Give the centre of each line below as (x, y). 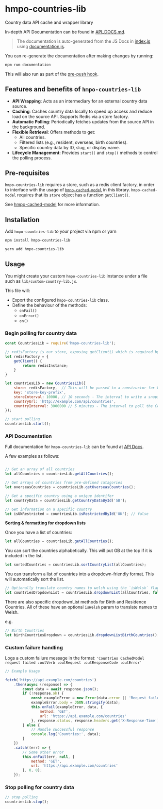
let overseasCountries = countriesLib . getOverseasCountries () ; (70, 487)
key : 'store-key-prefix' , (40, 392)
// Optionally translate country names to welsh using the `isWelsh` (77, 588)
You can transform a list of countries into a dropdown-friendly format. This (80, 574)
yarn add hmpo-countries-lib (34, 249)
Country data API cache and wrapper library (49, 22)
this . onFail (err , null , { (49, 757)
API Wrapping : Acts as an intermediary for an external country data (80, 101)
